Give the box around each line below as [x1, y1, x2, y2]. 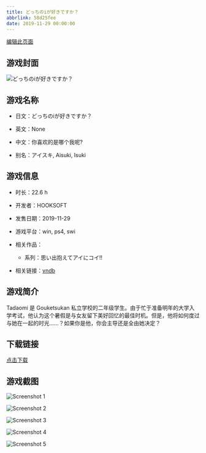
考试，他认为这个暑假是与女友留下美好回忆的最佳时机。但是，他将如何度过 [11, 311, 200, 319]
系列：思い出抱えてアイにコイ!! [24, 254, 103, 261]
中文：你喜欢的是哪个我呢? [15, 139, 83, 145]
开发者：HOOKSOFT [15, 201, 67, 209]
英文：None [15, 125, 46, 133]
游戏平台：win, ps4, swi [15, 228, 75, 235]
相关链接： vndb [15, 266, 56, 274]
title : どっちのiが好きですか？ [6, 9, 79, 15]
